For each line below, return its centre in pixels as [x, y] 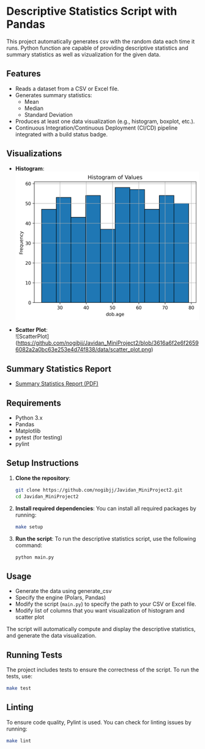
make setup [29, 527]
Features [24, 74]
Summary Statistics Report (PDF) [57, 384]
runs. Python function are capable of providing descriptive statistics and [97, 48]
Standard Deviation [49, 114]
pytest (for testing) [39, 437]
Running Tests [34, 655]
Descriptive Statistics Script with [92, 11]
